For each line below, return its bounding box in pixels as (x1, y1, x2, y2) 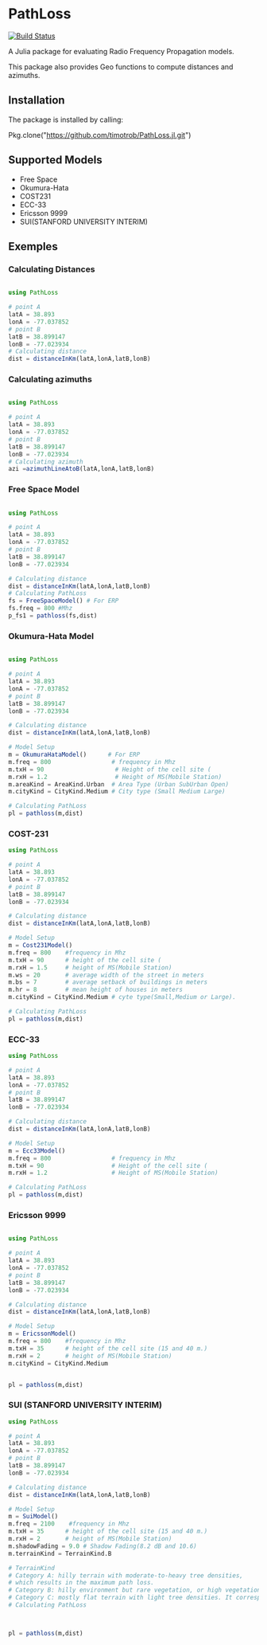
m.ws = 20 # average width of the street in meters (8, 971, 204, 979)
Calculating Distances (8, 264, 95, 275)
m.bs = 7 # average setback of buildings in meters (8, 978, 208, 986)
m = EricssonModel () (8, 1330, 77, 1338)
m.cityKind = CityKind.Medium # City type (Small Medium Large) (8, 788, 226, 796)
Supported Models (8, 153, 103, 167)
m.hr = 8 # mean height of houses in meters (8, 985, 183, 994)
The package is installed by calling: (8, 115, 124, 124)
